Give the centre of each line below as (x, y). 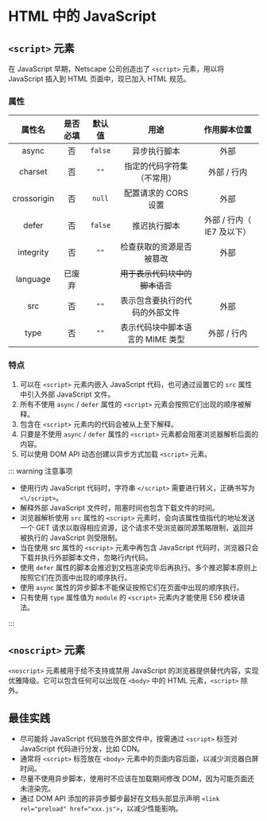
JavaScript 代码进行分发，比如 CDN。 (82, 749)
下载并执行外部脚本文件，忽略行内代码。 (86, 557)
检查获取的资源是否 (156, 247)
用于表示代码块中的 (156, 274)
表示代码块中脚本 (152, 327)
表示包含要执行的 (152, 301)
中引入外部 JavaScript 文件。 (67, 394)
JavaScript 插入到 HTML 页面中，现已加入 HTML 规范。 (99, 79)
